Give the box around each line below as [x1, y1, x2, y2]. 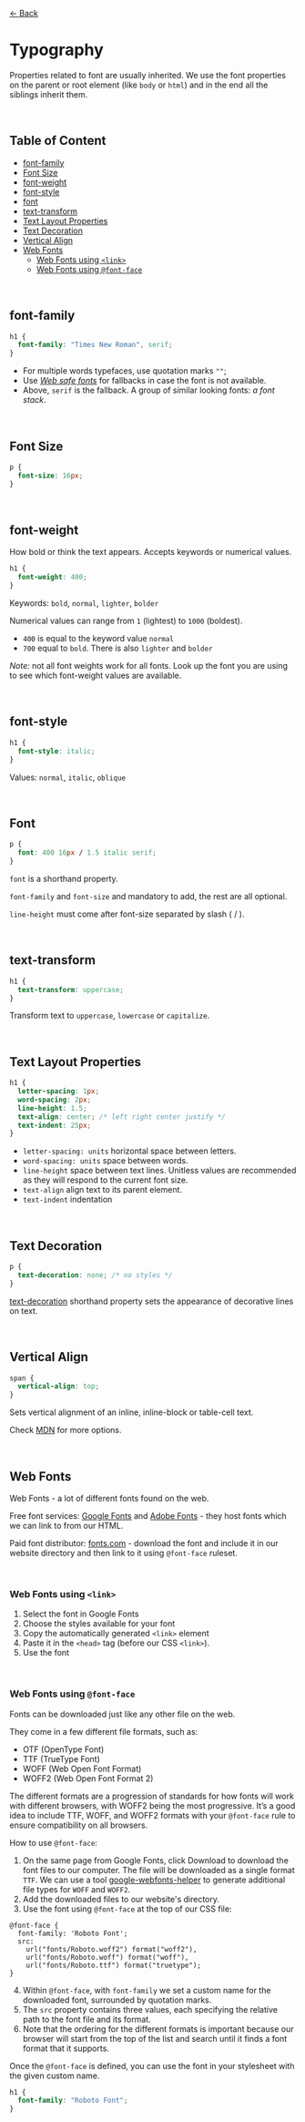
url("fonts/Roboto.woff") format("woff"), [25, 1953, 189, 1962]
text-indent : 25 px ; [17, 1121, 92, 1130]
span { [9, 1373, 35, 1383]
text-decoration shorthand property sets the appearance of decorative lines [9, 1296, 294, 1307]
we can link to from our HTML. [9, 1521, 124, 1531]
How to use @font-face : [9, 1837, 98, 1848]
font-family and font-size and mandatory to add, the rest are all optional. [9, 890, 288, 901]
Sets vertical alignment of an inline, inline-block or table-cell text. [9, 1407, 254, 1418]
